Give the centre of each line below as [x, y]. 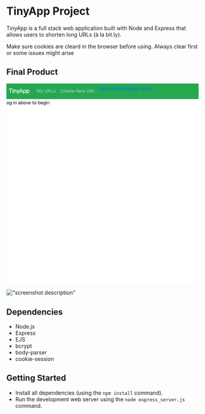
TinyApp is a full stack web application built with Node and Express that [96, 28]
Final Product [32, 72]
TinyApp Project [48, 11]
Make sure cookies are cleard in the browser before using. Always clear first [102, 46]
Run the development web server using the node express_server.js [100, 399]
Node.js [25, 326]
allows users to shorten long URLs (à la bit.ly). [64, 34]
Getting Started [36, 378]
